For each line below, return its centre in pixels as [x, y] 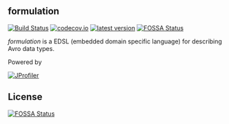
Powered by [25, 62]
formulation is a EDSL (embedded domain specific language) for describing [115, 41]
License [25, 97]
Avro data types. [31, 48]
